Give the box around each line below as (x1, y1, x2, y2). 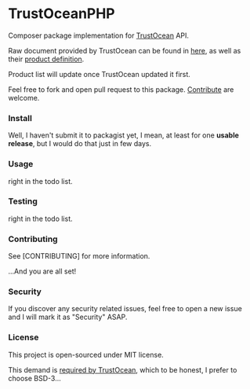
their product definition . (8, 54, 85, 64)
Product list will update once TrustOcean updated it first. (8, 69, 190, 79)
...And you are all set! (8, 266, 77, 276)
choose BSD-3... (8, 373, 61, 383)
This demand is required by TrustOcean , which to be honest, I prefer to (8, 365, 237, 374)
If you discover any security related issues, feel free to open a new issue (8, 304, 243, 314)
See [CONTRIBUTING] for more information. (8, 251, 150, 261)
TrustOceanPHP (8, 5, 115, 23)
